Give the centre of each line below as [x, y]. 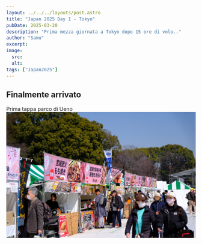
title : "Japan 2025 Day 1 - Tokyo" [51, 19]
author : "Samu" [25, 38]
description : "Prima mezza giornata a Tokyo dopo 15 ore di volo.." [94, 32]
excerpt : [17, 44]
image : [14, 51]
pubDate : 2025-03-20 [32, 25]
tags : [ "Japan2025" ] [32, 70]
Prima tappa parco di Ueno [40, 109]
